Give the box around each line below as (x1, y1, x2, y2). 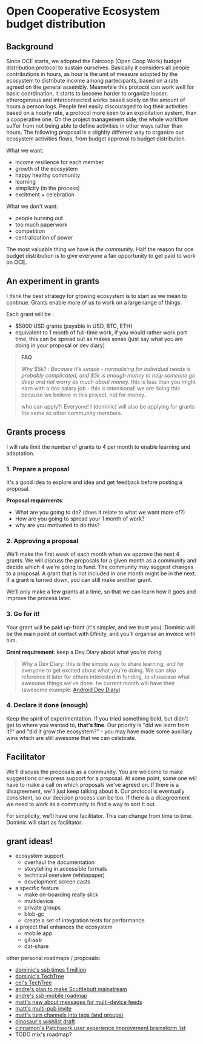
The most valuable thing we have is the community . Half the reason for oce (6, 246, 194, 253)
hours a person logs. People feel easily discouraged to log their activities (6, 103, 188, 110)
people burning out (15, 215, 64, 221)
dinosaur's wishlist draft (15, 1018, 75, 1025)
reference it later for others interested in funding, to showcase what (21, 673, 190, 680)
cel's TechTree (15, 979, 52, 986)
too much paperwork (15, 221, 68, 228)
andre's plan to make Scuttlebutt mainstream (15, 986, 127, 993)
